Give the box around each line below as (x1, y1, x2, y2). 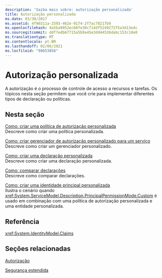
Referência (5, 217, 39, 226)
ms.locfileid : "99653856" (5, 48, 58, 53)
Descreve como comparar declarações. (5, 173, 85, 179)
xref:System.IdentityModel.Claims (5, 230, 74, 236)
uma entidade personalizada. (5, 203, 64, 209)
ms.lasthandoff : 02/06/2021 (5, 44, 63, 49)
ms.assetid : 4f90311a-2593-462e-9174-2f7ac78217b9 (5, 21, 111, 26)
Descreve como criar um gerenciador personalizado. (5, 143, 112, 149)
